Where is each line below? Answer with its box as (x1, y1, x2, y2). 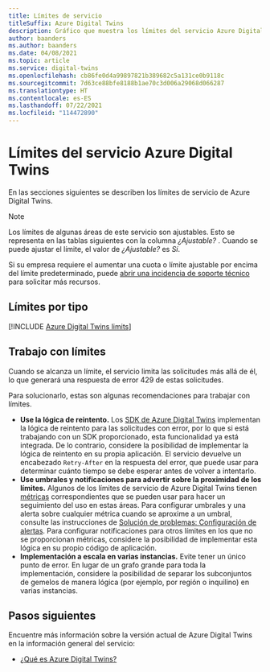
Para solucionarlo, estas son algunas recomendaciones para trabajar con (8, 390, 251, 400)
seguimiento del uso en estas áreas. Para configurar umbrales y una (19, 500, 247, 509)
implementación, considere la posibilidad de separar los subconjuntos (19, 568, 252, 578)
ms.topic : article (8, 57, 70, 65)
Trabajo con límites (8, 345, 106, 359)
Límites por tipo (8, 300, 88, 314)
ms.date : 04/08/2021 (8, 49, 78, 57)
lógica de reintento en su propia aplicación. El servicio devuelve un (19, 448, 242, 459)
